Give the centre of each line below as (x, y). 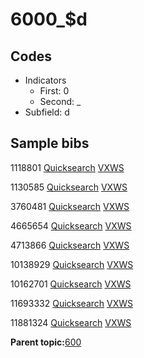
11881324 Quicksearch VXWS (71, 322)
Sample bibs (50, 143)
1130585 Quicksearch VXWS (69, 187)
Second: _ (60, 101)
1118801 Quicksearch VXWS (67, 167)
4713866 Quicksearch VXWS (70, 245)
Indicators (45, 80)
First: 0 (54, 91)
